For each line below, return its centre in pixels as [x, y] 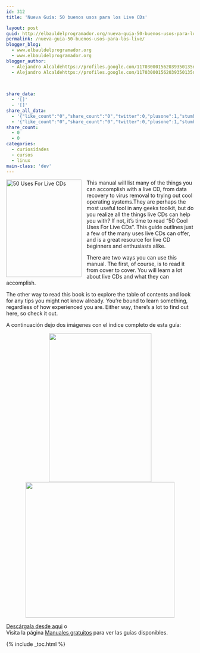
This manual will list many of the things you [139, 183]
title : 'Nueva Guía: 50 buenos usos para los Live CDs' [77, 17]
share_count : [22, 127]
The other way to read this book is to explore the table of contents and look [99, 295]
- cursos [22, 155]
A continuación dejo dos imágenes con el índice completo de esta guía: [94, 325]
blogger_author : [26, 61]
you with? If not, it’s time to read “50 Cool [137, 221]
